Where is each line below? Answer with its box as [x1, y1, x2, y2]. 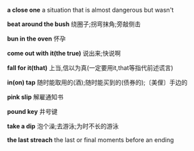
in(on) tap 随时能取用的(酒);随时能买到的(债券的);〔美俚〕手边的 [7, 78, 188, 86]
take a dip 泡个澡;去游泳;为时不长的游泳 [7, 122, 119, 130]
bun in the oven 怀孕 [7, 34, 66, 43]
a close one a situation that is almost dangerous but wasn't [7, 6, 174, 14]
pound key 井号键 [7, 108, 58, 115]
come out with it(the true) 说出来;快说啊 [7, 49, 121, 57]
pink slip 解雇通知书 [7, 93, 64, 101]
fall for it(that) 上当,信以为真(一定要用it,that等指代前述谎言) [7, 64, 173, 71]
